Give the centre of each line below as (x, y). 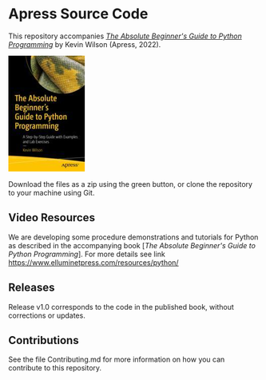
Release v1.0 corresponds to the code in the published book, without (121, 307)
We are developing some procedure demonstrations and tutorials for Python (133, 237)
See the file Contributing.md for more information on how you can (117, 359)
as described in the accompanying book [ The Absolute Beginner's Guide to (132, 245)
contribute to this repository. (55, 368)
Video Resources (52, 218)
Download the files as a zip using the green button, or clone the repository (131, 184)
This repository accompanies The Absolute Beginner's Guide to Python (125, 36)
